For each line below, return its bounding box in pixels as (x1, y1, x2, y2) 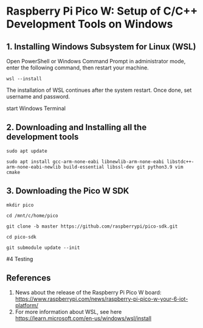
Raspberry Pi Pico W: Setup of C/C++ (6, 4, 198, 18)
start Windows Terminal (6, 105, 66, 112)
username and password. (6, 93, 71, 100)
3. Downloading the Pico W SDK (6, 186, 129, 196)
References (6, 273, 51, 284)
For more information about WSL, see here (15, 309, 122, 316)
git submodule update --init (6, 245, 80, 251)
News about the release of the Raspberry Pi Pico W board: (15, 289, 162, 296)
